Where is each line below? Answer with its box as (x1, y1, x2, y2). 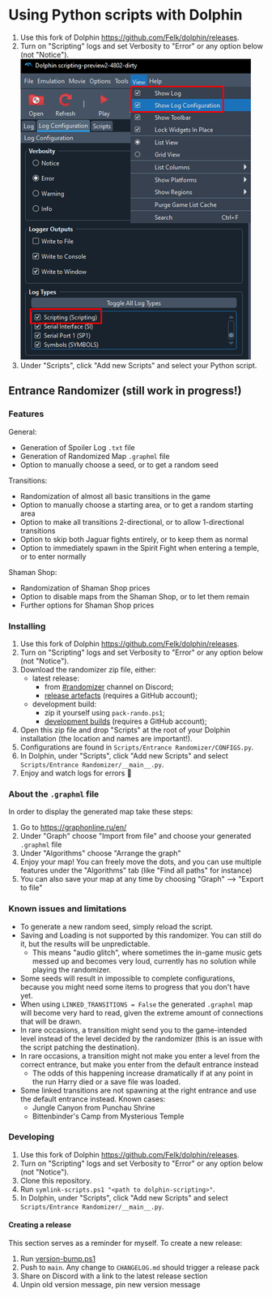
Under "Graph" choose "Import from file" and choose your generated (19, 831, 252, 841)
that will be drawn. (19, 1016, 83, 1026)
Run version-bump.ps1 (19, 1254, 96, 1264)
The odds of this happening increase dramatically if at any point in (32, 1068, 253, 1078)
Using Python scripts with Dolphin (8, 6, 243, 24)
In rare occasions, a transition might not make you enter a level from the (19, 1050, 261, 1060)
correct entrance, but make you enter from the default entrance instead (19, 1059, 259, 1069)
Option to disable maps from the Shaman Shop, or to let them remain (19, 591, 249, 601)
